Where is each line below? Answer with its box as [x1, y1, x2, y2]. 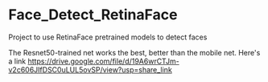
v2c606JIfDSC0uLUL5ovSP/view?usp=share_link [8, 64, 173, 74]
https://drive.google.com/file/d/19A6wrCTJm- [27, 56, 179, 66]
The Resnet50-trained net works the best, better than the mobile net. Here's [8, 47, 261, 57]
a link [8, 56, 27, 66]
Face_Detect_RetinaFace [8, 6, 178, 24]
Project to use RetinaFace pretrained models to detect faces [8, 32, 208, 42]
